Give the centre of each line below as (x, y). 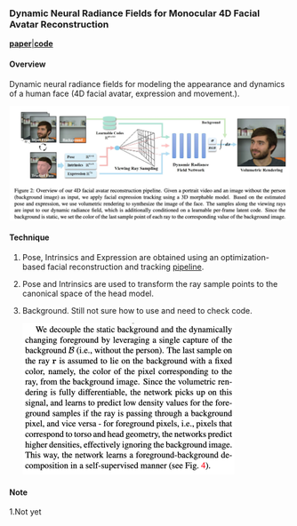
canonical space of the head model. (88, 293)
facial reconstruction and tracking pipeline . (126, 267)
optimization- (245, 257)
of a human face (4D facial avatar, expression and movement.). (124, 93)
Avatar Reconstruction (59, 24)
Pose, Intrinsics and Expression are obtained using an (120, 257)
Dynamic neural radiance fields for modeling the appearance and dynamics (147, 84)
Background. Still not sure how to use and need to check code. (137, 310)
